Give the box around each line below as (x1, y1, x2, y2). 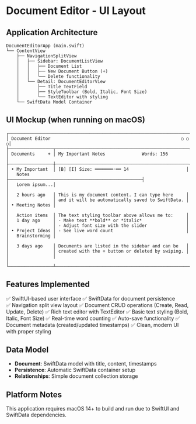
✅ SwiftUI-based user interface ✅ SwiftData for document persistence (6, 295, 176, 302)
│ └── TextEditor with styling (16, 94, 108, 100)
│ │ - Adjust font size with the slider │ (6, 222, 190, 229)
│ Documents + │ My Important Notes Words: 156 (6, 151, 168, 157)
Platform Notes (6, 389, 62, 399)
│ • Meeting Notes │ (6, 202, 57, 208)
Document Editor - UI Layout (6, 4, 146, 18)
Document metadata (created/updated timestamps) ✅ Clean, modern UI (6, 321, 179, 328)
